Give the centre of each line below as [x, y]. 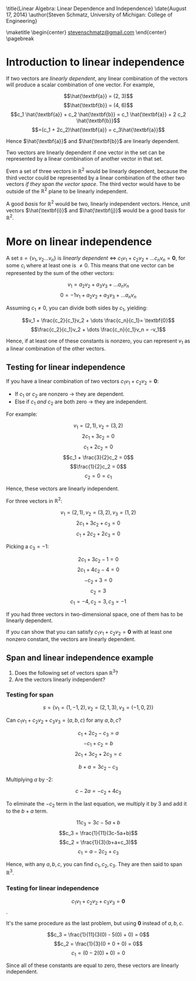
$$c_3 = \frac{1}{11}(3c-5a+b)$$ [98, 833]
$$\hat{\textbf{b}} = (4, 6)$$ [98, 105]
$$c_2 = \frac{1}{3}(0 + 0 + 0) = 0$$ [98, 943]
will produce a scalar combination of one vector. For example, [80, 84]
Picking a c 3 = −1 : [27, 547]
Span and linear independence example [80, 658]
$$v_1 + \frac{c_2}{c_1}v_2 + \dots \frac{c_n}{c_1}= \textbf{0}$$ [98, 320]
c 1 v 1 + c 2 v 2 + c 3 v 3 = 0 [98, 902]
